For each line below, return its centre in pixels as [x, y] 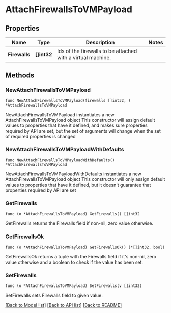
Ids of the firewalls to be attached [97, 51]
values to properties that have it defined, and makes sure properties [76, 125]
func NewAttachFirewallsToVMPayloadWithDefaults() [60, 160]
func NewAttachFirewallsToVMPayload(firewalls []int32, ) [68, 100]
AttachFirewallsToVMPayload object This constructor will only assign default [85, 179]
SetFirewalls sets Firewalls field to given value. [54, 295]
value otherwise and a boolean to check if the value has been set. [74, 262]
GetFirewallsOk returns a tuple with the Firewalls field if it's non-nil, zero [81, 256]
